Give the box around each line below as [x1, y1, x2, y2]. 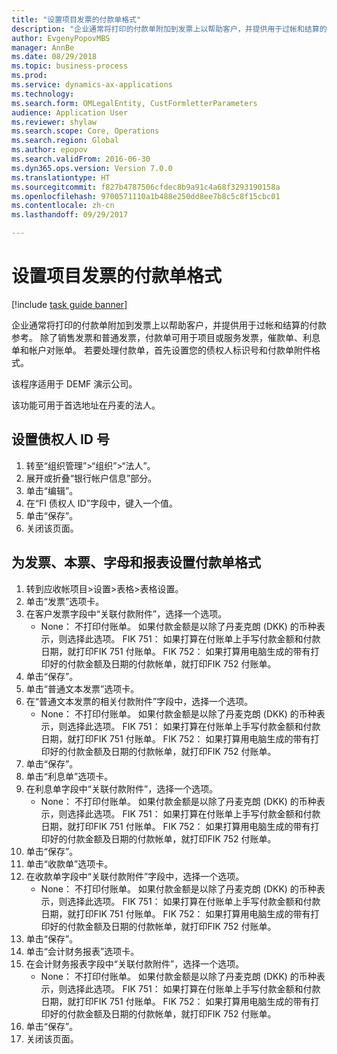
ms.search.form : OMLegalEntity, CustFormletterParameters [11, 98, 258, 108]
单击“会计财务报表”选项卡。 [25, 945, 140, 957]
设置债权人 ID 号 [11, 431, 111, 448]
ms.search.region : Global [11, 136, 119, 146]
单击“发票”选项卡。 [25, 595, 105, 607]
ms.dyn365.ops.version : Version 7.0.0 [11, 163, 173, 173]
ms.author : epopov [11, 145, 88, 155]
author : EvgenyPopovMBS [11, 33, 111, 43]
